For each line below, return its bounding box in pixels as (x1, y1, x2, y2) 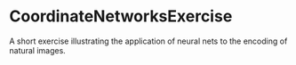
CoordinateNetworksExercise (9, 6, 233, 27)
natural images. (9, 45, 67, 55)
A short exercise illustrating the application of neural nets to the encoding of (9, 36, 288, 46)
